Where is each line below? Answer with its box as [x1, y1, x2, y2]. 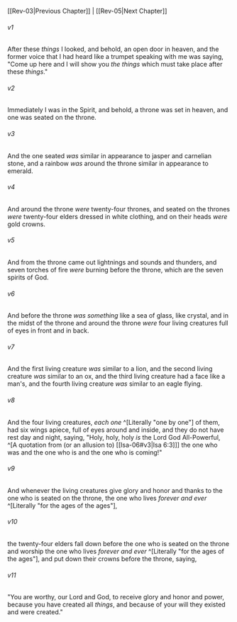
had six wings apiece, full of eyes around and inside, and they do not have [7, 426, 224, 434]
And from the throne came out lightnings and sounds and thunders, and [7, 258, 217, 267]
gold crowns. [7, 220, 46, 228]
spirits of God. [7, 273, 49, 282]
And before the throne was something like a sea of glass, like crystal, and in [7, 311, 229, 320]
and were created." [7, 608, 63, 616]
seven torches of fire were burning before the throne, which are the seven [7, 266, 224, 274]
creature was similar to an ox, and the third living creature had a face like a [7, 372, 226, 381]
